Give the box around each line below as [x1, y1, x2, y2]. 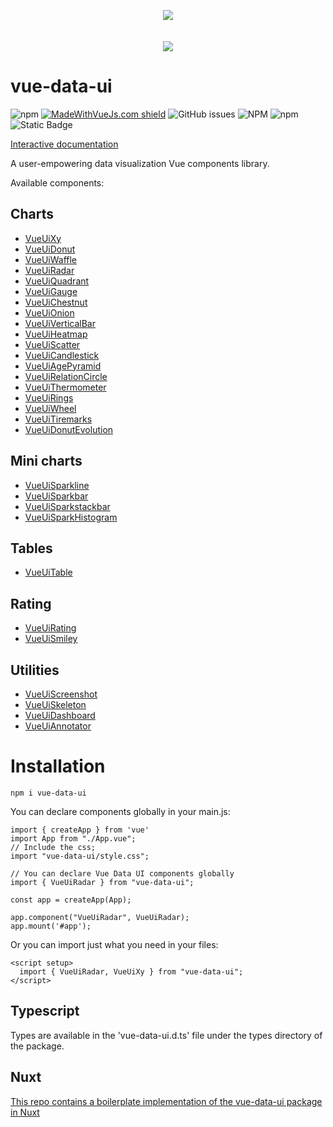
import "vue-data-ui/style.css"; [10, 851, 150, 861]
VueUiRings [24, 391, 74, 404]
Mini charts [10, 453, 83, 470]
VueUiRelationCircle [24, 370, 108, 382]
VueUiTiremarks [24, 413, 93, 425]
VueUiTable [24, 566, 73, 579]
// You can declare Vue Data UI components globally [10, 868, 235, 879]
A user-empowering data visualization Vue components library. [10, 157, 270, 169]
